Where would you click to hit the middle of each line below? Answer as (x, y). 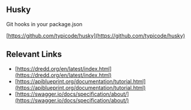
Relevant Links (34, 54)
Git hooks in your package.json (44, 24)
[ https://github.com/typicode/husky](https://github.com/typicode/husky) (96, 36)
